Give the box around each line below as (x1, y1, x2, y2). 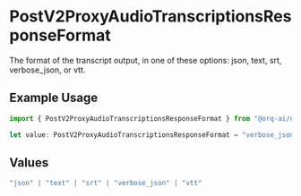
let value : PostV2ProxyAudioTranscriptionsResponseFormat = (9, 130, 239, 140)
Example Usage (9, 90, 99, 106)
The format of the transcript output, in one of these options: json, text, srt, (9, 55, 282, 65)
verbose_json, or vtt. (9, 64, 86, 75)
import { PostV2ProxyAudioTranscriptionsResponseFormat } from (9, 114, 251, 123)
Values (9, 155, 49, 170)
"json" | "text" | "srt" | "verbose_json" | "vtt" (9, 179, 202, 188)
